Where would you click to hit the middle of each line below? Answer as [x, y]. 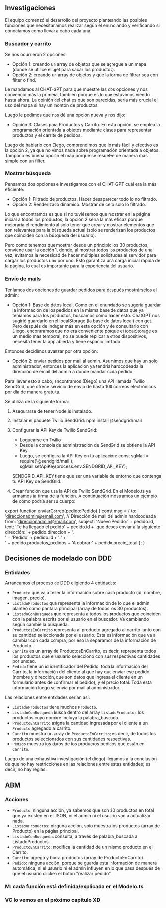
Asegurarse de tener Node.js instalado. [52, 411]
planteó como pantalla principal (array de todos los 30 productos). [80, 609]
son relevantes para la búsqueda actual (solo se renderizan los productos [80, 230]
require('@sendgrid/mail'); [47, 461]
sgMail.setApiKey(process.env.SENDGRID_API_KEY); [73, 466]
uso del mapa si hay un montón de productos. [52, 105]
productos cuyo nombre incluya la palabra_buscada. [66, 718]
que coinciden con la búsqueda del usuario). [51, 235]
